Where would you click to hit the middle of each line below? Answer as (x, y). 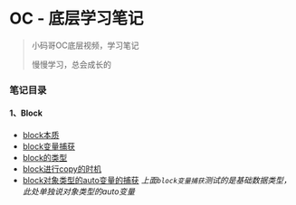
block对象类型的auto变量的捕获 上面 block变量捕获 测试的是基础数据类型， (157, 181)
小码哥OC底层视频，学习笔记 (85, 45)
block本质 (41, 135)
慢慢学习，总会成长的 (71, 64)
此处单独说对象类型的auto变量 (79, 191)
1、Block (26, 113)
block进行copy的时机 (62, 169)
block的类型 (45, 158)
